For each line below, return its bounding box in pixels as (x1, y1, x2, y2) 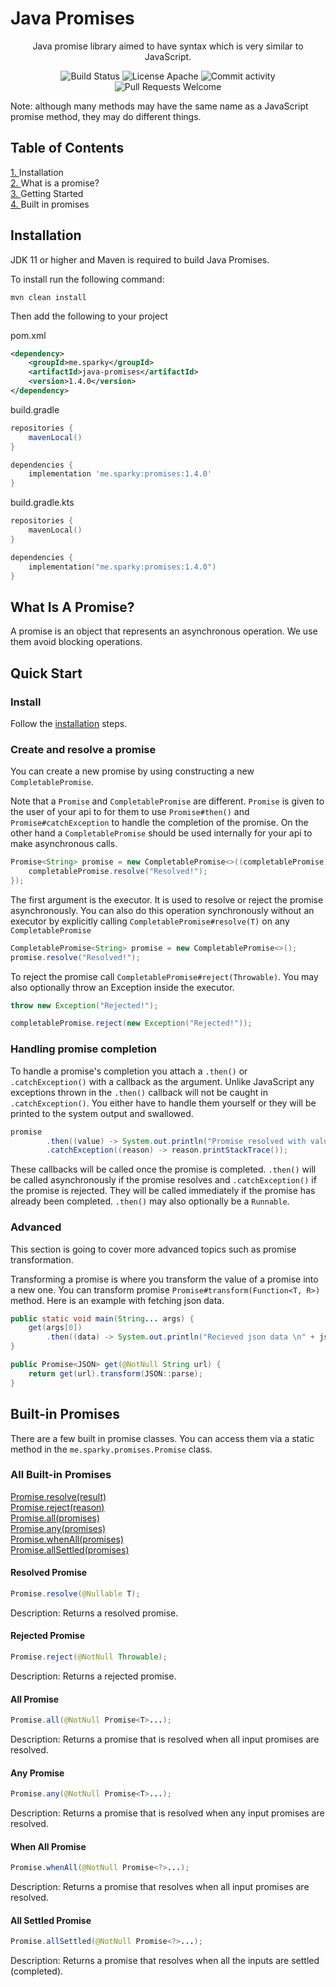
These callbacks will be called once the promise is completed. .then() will (10, 1163, 317, 1176)
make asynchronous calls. (10, 838, 118, 850)
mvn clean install (10, 292, 87, 302)
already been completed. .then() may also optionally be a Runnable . (10, 1195, 290, 1207)
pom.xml (10, 329, 47, 341)
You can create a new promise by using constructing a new (10, 765, 255, 777)
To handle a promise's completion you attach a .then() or (10, 1065, 248, 1077)
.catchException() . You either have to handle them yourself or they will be (10, 1097, 317, 1109)
